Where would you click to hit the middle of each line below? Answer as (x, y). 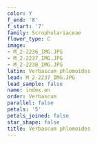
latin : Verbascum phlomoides (49, 71)
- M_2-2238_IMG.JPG (35, 65)
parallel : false (30, 103)
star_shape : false (33, 122)
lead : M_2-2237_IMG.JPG (41, 77)
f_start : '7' (26, 26)
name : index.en (29, 90)
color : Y (20, 13)
